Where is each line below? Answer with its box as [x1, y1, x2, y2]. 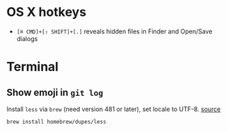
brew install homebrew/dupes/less [6, 118, 107, 125]
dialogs [16, 34, 38, 42]
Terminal [6, 59, 59, 75]
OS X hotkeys [6, 4, 87, 20]
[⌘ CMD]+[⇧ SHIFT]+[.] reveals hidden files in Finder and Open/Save [16, 27, 213, 35]
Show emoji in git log [6, 86, 104, 98]
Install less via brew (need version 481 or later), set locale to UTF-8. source [6, 105, 221, 113]
